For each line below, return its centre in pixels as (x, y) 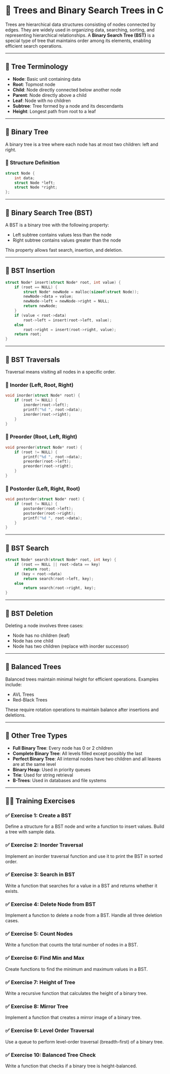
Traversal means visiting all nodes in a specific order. (60, 372)
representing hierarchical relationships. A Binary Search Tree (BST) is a (80, 35)
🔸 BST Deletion (29, 613)
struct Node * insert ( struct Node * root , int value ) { (63, 282)
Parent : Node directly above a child (50, 95)
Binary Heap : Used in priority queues (52, 769)
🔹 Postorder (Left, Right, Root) (43, 488)
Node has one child (33, 641)
